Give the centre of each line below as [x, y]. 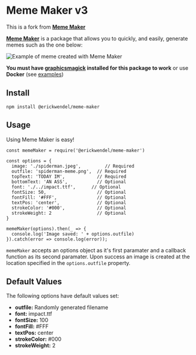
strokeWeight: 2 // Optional [69, 213]
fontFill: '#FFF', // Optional [69, 197]
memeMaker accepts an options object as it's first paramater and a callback [96, 250]
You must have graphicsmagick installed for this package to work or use [97, 68]
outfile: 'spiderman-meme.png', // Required [69, 171]
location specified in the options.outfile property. [69, 263]
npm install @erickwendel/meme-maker [53, 107]
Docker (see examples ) [35, 74]
